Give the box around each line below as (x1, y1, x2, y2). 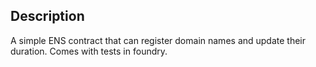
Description (10, 8, 85, 25)
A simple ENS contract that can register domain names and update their (10, 34, 307, 46)
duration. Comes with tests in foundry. (10, 45, 168, 57)
